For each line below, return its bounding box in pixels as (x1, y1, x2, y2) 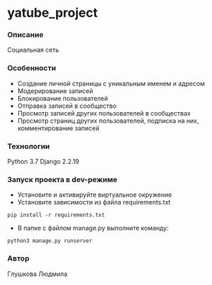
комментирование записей (17, 124, 100, 132)
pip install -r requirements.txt (7, 211, 105, 218)
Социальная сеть (7, 46, 60, 54)
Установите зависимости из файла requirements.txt (17, 198, 171, 207)
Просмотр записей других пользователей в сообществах (17, 109, 191, 117)
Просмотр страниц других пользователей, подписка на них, (17, 116, 199, 125)
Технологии (7, 141, 51, 151)
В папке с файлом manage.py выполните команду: (17, 224, 169, 232)
